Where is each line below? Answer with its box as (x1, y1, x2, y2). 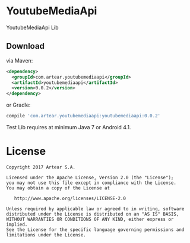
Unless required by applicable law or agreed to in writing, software (6, 205, 185, 212)
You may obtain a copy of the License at (6, 185, 110, 191)
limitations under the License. (6, 232, 86, 238)
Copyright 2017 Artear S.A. (6, 164, 76, 170)
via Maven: (6, 57, 33, 64)
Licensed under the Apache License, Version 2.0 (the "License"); (6, 175, 174, 180)
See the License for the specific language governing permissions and (6, 226, 185, 233)
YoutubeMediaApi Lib (6, 24, 59, 31)
